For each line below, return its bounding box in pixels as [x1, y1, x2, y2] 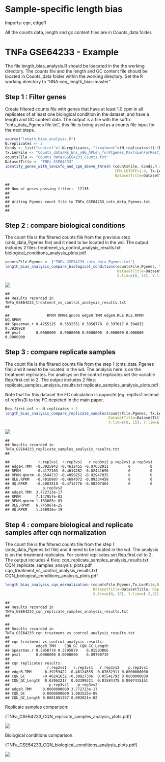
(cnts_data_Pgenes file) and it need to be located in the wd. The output [5, 240, 149, 245]
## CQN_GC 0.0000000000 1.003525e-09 [5, 691, 98, 696]
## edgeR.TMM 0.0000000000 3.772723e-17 [5, 687, 98, 692]
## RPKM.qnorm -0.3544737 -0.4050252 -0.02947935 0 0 [5, 473, 153, 478]
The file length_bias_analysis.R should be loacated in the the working [5, 63, 145, 69]
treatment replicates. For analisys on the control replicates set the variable [5, 371, 156, 378]
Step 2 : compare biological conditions [5, 221, 125, 230]
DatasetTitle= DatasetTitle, [93, 587, 151, 592]
